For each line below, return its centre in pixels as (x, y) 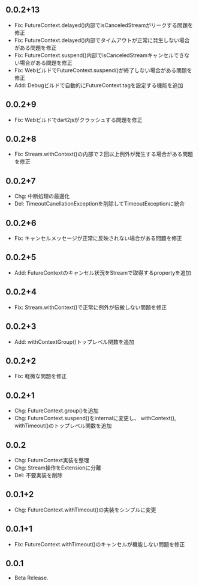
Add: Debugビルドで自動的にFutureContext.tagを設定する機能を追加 (99, 85)
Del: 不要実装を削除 (38, 475)
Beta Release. (31, 578)
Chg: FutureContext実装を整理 (52, 460)
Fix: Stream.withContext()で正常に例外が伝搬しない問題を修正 (91, 307)
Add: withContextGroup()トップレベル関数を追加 (74, 341)
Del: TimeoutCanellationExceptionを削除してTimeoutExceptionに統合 (99, 204)
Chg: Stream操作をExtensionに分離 (58, 468)
